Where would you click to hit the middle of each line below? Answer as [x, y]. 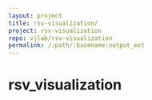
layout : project [35, 16]
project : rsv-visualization [55, 30]
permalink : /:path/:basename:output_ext [77, 46]
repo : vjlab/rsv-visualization [60, 38]
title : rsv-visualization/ [53, 23]
